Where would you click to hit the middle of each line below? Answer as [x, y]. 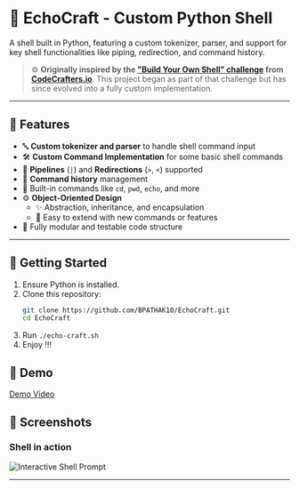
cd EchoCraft [46, 318]
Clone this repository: [61, 293]
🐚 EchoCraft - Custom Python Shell [141, 18]
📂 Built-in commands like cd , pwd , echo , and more [111, 188]
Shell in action [40, 447]
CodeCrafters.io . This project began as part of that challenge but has [158, 78]
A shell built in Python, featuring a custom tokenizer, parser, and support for [148, 43]
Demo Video [32, 394]
